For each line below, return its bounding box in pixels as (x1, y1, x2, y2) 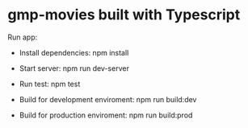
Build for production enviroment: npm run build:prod (19, 110, 193, 120)
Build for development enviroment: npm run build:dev (19, 94, 197, 104)
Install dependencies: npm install (19, 47, 129, 57)
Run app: (7, 32, 38, 42)
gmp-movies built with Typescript (7, 6, 241, 24)
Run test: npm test (19, 79, 81, 89)
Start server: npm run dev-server (19, 63, 130, 73)
